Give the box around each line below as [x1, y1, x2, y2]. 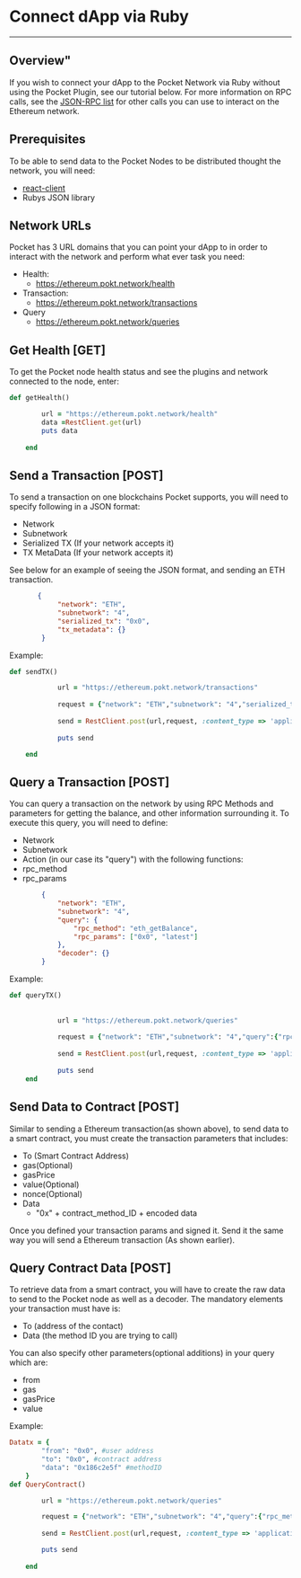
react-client [21, 182, 65, 193]
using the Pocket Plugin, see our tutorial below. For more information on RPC [9, 86, 292, 97]
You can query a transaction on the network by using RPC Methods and [9, 798, 274, 810]
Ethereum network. [9, 105, 81, 116]
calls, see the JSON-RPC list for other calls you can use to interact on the [9, 96, 279, 107]
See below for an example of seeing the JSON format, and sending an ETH [9, 564, 286, 576]
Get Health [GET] [9, 342, 106, 358]
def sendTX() [9, 667, 58, 676]
